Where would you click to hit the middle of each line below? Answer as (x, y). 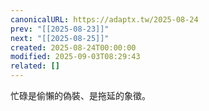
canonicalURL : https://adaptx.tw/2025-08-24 (104, 19)
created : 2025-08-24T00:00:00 (73, 47)
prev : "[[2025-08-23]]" (60, 29)
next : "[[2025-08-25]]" (60, 38)
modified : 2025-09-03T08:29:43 (75, 57)
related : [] (35, 66)
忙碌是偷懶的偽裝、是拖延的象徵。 (80, 95)
